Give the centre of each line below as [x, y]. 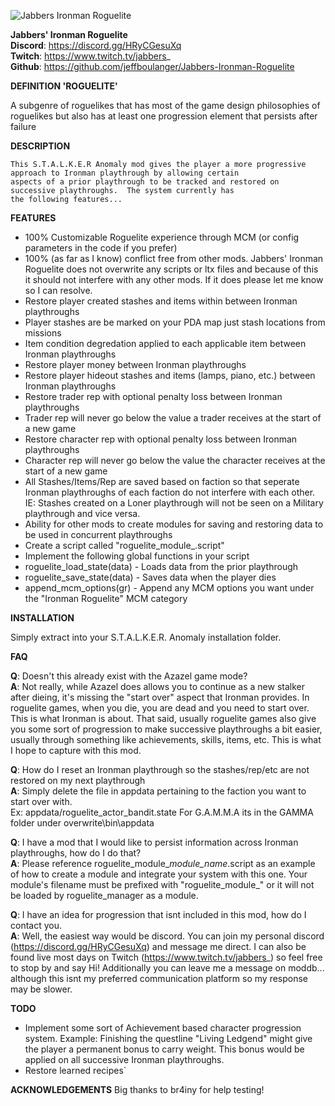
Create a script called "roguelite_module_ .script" [124, 545]
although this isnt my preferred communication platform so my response [159, 978]
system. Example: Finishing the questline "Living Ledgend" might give [168, 1038]
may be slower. [41, 989]
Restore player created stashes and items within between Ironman [161, 301]
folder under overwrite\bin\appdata [82, 823]
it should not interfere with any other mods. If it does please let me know [174, 279]
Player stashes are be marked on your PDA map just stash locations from [175, 322]
